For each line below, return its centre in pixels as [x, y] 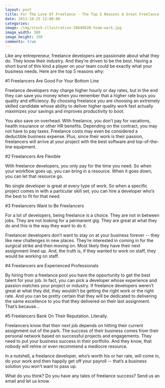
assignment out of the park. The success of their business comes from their [82, 331]
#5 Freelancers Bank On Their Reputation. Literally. [56, 316]
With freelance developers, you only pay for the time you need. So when [78, 166]
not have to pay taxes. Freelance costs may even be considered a [71, 131]
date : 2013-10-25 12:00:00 [33, 19]
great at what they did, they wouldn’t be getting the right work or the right [80, 291]
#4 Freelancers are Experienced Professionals [52, 265]
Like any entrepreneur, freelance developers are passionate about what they [82, 55]
